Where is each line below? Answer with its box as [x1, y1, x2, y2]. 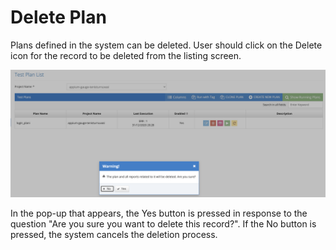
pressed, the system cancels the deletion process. [10, 228, 218, 240]
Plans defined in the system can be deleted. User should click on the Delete [10, 39, 323, 51]
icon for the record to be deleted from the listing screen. [10, 49, 242, 61]
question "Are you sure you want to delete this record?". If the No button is [10, 217, 317, 230]
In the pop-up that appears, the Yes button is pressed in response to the [10, 207, 308, 219]
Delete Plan [10, 6, 107, 29]
